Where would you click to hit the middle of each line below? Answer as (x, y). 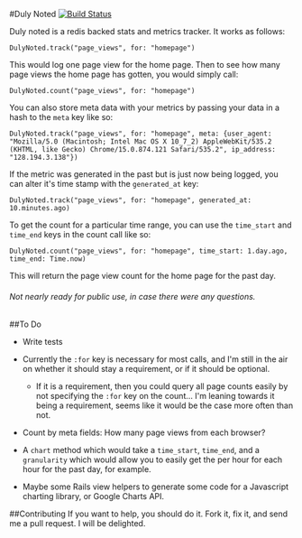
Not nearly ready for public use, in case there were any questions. (133, 296)
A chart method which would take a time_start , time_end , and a (141, 450)
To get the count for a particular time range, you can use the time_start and (151, 225)
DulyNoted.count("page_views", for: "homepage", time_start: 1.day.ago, (149, 251)
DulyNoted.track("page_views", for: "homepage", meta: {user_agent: (141, 134)
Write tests (42, 342)
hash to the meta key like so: (61, 117)
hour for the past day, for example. (87, 469)
